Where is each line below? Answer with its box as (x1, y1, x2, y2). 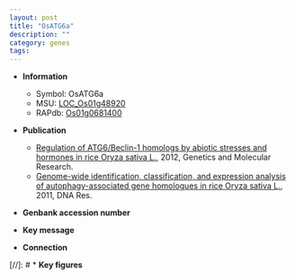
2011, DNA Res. (35, 190, 93, 201)
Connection (22, 242, 67, 253)
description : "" (9, 30, 70, 39)
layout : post (9, 13, 58, 22)
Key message (22, 225, 75, 236)
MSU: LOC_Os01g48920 (35, 98, 126, 109)
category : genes (9, 38, 70, 48)
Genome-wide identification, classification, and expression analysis (35, 171, 286, 182)
